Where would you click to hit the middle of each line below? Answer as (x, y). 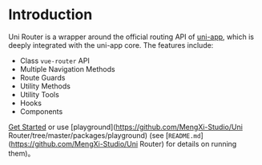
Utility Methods (45, 86)
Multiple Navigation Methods (67, 69)
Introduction (50, 15)
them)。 (22, 153)
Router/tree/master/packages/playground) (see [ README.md (105, 135)
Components (41, 111)
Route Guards (42, 77)
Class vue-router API (54, 61)
